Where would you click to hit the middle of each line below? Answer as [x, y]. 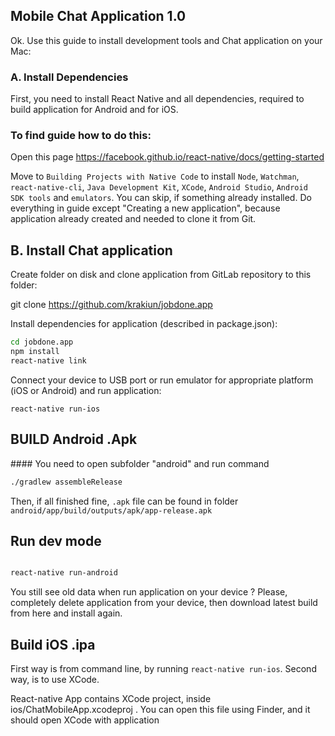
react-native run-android [64, 573]
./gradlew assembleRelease [66, 482]
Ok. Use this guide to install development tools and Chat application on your [166, 40]
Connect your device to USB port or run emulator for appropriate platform [162, 380]
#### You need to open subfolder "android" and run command [140, 463]
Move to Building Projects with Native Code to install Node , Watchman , [155, 176]
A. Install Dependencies [69, 77]
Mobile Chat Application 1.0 [98, 16]
